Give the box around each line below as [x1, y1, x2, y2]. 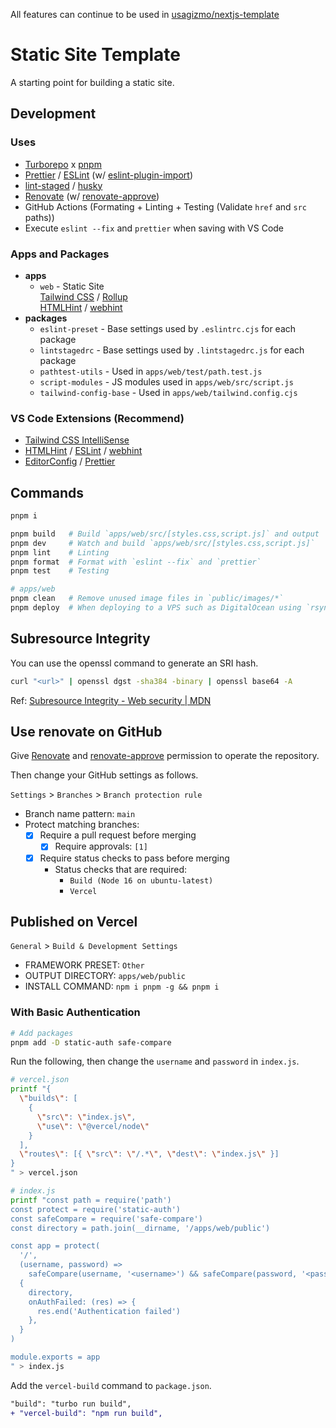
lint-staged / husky [24, 179, 103, 191]
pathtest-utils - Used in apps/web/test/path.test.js [39, 365, 263, 377]
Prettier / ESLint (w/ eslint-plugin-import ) [24, 169, 193, 181]
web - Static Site [39, 280, 105, 292]
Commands [10, 484, 85, 501]
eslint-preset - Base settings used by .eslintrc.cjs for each [39, 322, 297, 334]
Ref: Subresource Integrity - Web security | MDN [10, 694, 212, 706]
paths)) [24, 211, 55, 223]
